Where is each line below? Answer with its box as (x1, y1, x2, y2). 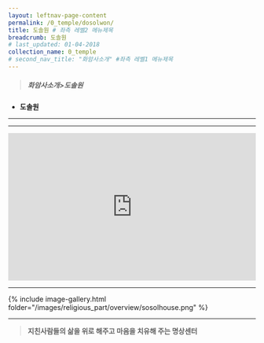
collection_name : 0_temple (8, 48, 97, 56)
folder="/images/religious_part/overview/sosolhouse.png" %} (8, 302, 208, 312)
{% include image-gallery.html (8, 294, 107, 304)
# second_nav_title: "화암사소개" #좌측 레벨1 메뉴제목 (8, 56, 174, 64)
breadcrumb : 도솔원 (8, 33, 67, 42)
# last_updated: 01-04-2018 (8, 41, 101, 49)
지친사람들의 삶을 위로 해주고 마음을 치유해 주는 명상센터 (27, 326, 198, 335)
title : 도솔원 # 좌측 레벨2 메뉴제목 (8, 26, 114, 34)
